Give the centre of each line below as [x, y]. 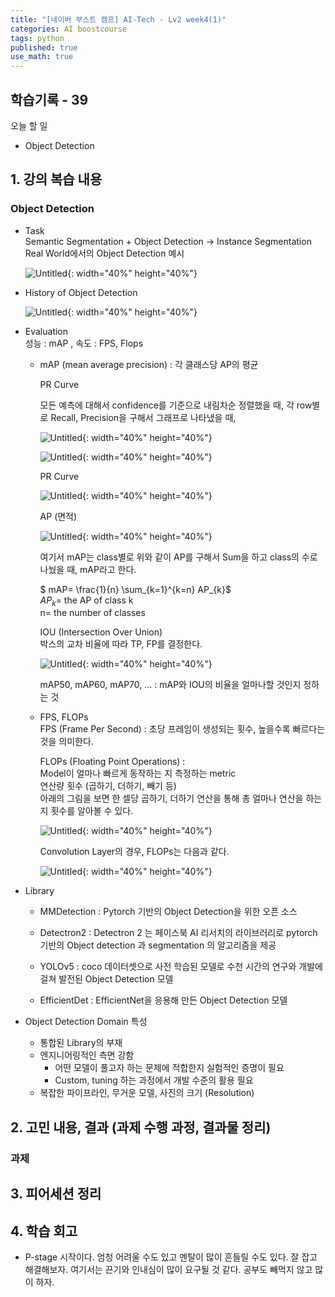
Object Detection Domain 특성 [86, 1022]
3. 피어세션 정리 [56, 1194]
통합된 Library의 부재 [81, 1043]
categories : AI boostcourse [69, 29]
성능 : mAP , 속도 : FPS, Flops [84, 343]
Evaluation [46, 331]
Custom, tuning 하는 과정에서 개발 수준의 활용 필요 [154, 1080]
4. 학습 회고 [44, 1231]
